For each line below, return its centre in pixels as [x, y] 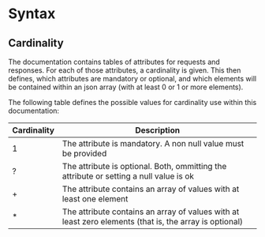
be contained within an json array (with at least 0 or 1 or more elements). [126, 87]
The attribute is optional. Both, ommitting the [144, 166]
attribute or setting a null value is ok [128, 176]
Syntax [32, 14]
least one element [95, 199]
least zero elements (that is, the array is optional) [152, 222]
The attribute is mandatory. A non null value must [153, 143]
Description [157, 130]
